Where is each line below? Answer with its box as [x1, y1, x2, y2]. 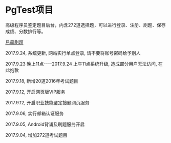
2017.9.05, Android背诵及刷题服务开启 [5, 121, 85, 127]
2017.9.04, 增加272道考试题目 [5, 132, 68, 138]
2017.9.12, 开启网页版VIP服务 [5, 89, 66, 95]
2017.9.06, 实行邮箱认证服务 [5, 110, 64, 117]
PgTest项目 [5, 4, 54, 16]
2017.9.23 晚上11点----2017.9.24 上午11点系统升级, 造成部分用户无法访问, [5, 61, 157, 67]
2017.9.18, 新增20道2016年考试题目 [5, 78, 78, 84]
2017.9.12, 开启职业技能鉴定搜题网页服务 [5, 99, 90, 105]
